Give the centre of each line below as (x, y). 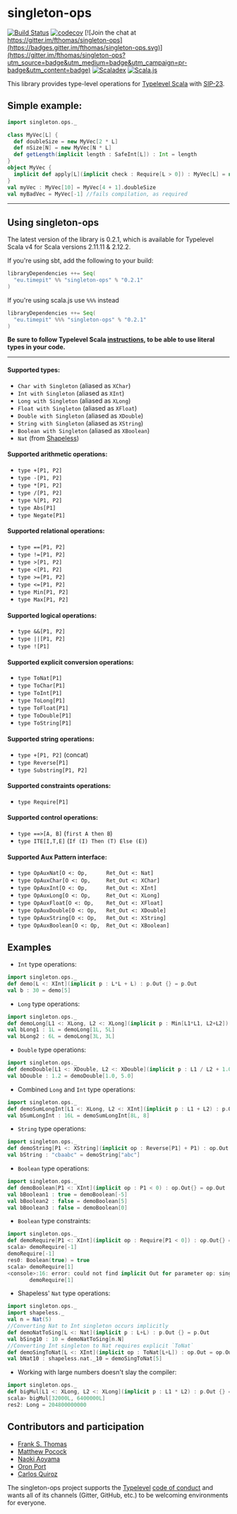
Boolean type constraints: (54, 1221)
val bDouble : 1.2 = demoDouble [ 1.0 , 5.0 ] (71, 1076)
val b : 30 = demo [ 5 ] (39, 990)
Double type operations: (52, 1050)
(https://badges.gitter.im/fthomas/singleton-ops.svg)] (85, 47)
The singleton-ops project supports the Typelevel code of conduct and (110, 1487)
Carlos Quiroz (37, 1474)
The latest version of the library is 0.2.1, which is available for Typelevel (110, 240)
